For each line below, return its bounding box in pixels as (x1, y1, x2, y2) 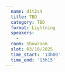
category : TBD (11, 19, 45, 25)
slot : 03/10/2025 (11, 46, 53, 52)
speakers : (11, 30, 35, 36)
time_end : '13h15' (11, 57, 56, 63)
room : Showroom (11, 41, 48, 47)
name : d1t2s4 (11, 8, 43, 15)
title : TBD (11, 14, 37, 20)
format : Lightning (11, 24, 56, 31)
